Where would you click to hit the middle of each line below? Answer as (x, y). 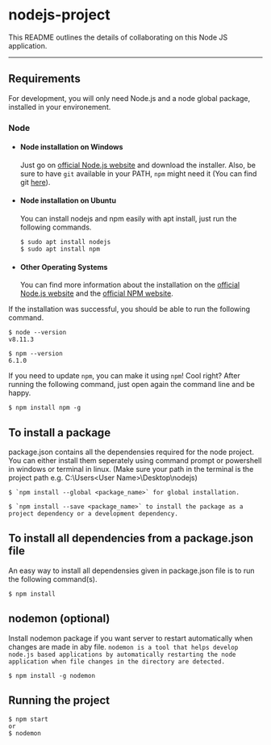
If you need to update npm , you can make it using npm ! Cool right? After (124, 376)
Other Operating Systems (64, 267)
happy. (20, 393)
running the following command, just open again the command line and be (132, 385)
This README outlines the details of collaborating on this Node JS (118, 37)
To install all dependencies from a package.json (131, 539)
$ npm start (28, 719)
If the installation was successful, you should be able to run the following (129, 309)
